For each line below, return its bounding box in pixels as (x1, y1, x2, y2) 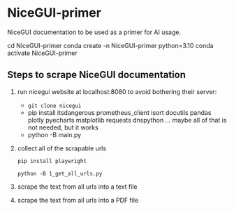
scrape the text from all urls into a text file (17, 182, 138, 191)
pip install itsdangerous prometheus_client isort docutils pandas (27, 108, 212, 116)
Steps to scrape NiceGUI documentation (7, 69, 187, 81)
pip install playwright (17, 157, 87, 164)
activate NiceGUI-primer (7, 49, 78, 57)
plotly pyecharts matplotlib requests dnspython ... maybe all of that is (27, 116, 227, 124)
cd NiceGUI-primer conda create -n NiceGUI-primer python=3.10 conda (7, 41, 214, 49)
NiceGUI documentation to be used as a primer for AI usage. (7, 28, 182, 36)
